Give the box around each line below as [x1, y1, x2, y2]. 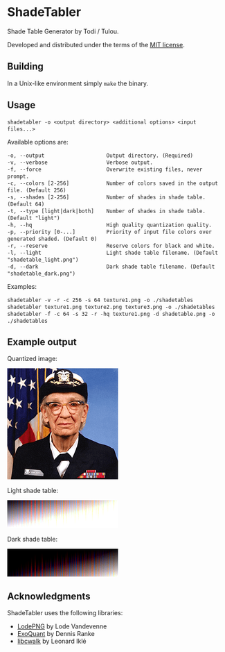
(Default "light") [7, 215, 60, 221]
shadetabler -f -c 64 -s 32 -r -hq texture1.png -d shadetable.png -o [7, 310, 215, 317]
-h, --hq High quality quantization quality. [7, 221, 213, 228]
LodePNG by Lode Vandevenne [17, 622, 107, 630]
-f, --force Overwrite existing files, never [7, 166, 203, 173]
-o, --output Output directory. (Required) [7, 152, 194, 159]
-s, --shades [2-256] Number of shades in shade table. [7, 194, 206, 201]
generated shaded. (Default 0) [7, 235, 98, 242]
